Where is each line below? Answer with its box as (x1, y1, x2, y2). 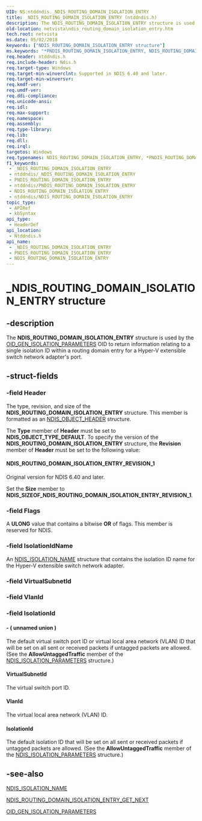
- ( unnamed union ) (6, 624, 57, 631)
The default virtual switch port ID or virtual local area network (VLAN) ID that (6, 637, 196, 645)
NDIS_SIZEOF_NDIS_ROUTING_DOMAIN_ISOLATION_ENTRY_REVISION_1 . (6, 492, 194, 499)
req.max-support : (6, 110, 50, 116)
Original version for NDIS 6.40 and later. (6, 474, 105, 481)
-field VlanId (6, 593, 44, 602)
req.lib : (6, 132, 28, 139)
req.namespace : (6, 115, 44, 121)
